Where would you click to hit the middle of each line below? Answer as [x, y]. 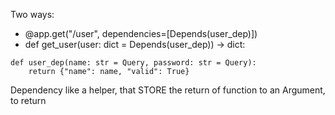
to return [28, 100]
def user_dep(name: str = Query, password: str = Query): [133, 63]
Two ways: [32, 14]
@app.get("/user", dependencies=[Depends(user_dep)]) [141, 33]
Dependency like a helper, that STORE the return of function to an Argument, [168, 90]
